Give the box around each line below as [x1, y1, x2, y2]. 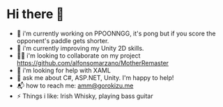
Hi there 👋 [6, 6, 64, 22]
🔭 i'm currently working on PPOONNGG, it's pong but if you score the [16, 29, 216, 38]
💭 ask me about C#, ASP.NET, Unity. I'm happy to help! [16, 73, 174, 82]
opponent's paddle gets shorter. [16, 36, 109, 44]
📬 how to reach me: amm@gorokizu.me [16, 81, 134, 90]
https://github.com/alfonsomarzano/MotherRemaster [16, 58, 169, 67]
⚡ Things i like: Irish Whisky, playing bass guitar [16, 92, 154, 100]
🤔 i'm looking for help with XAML [16, 66, 111, 74]
